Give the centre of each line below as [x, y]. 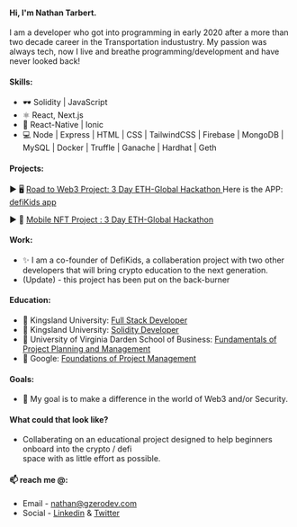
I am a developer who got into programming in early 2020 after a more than [149, 32]
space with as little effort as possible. [91, 459]
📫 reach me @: [39, 480]
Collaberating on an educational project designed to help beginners [147, 440]
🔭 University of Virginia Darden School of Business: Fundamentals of [149, 339]
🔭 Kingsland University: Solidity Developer [101, 330]
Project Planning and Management [86, 349]
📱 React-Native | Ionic [63, 125]
